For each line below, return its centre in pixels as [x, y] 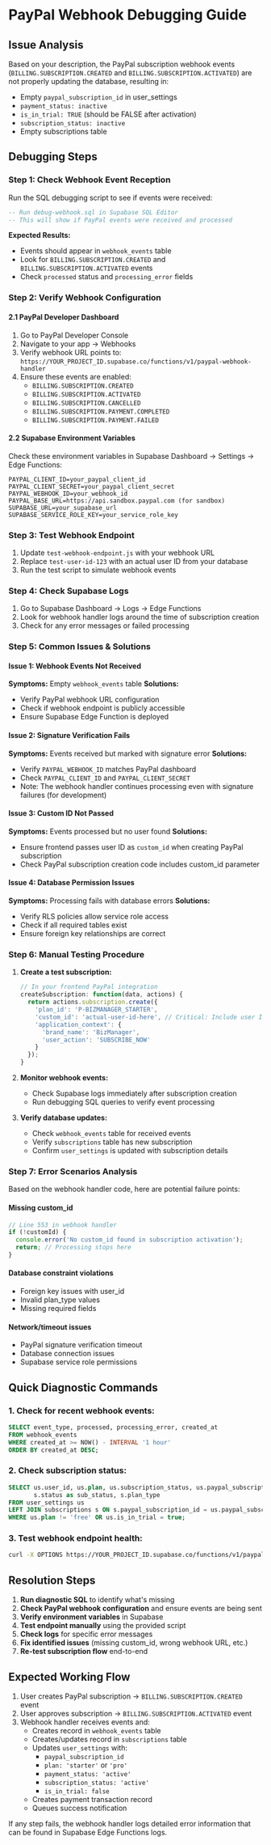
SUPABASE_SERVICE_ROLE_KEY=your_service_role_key [94, 515]
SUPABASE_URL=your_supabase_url [63, 507]
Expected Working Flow [69, 1677]
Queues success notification [79, 1808]
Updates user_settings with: [79, 1747]
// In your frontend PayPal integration [89, 987]
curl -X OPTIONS [35, 1555]
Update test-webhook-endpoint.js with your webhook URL [117, 553]
